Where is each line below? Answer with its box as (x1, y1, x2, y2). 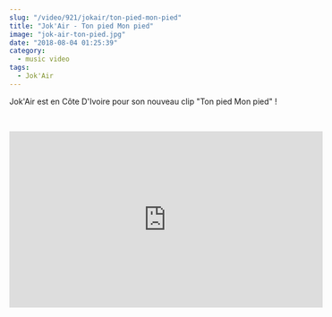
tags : (9, 64, 30, 73)
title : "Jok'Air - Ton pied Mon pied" (9, 21, 154, 30)
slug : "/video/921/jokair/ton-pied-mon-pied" (9, 13, 182, 22)
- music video (17, 55, 70, 64)
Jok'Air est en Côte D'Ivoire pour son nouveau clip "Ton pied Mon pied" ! (9, 96, 277, 107)
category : (9, 47, 47, 56)
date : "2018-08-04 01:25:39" (9, 38, 118, 47)
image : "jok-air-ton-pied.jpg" (9, 30, 126, 39)
